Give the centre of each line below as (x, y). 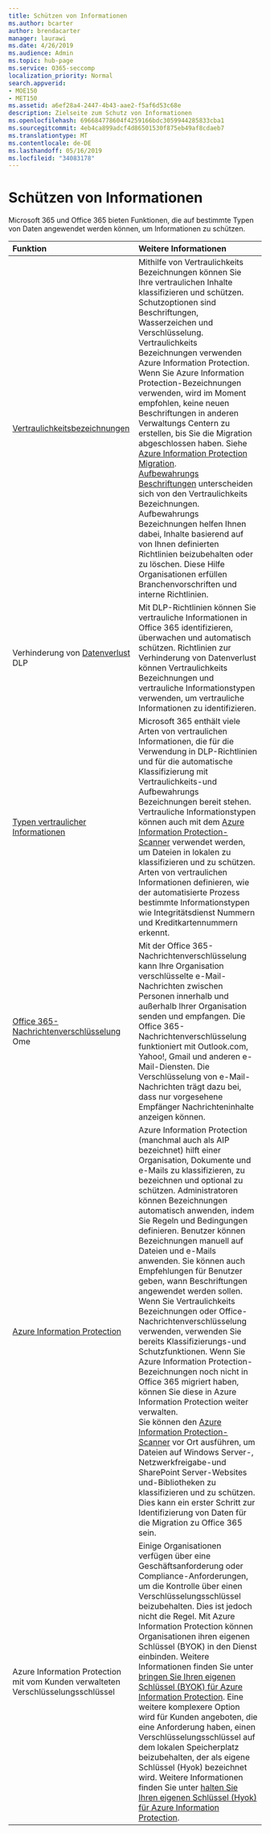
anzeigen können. (172, 1117)
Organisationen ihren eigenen (194, 1637)
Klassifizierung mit (173, 772)
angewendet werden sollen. (190, 1291)
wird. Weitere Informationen (190, 1778)
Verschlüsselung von (178, 1077)
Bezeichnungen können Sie (190, 272)
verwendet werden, (209, 842)
